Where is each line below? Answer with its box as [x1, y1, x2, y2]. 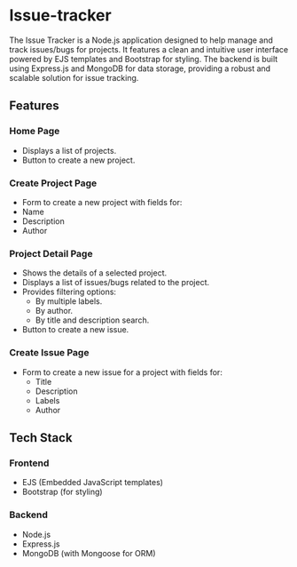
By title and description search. [35, 315, 150, 325]
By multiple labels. [35, 296, 103, 307]
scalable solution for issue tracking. [9, 72, 139, 83]
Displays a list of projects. [21, 145, 117, 156]
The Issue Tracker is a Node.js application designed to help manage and [9, 35, 273, 45]
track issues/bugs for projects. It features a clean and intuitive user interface [9, 44, 289, 54]
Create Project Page [9, 177, 98, 189]
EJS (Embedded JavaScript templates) [21, 477, 164, 488]
